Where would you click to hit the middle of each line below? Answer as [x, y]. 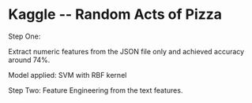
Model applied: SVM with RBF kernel [68, 75]
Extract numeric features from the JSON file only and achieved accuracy [126, 51]
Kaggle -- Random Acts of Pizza [115, 15]
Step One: [24, 36]
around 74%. [29, 60]
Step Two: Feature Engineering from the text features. [96, 90]
